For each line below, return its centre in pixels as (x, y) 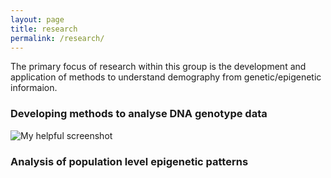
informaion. (34, 88)
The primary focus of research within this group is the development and (158, 67)
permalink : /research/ (57, 38)
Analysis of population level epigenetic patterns (129, 161)
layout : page (37, 19)
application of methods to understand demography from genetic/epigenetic (166, 77)
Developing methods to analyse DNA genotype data (139, 114)
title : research (44, 29)
